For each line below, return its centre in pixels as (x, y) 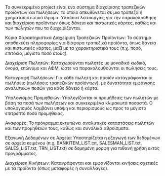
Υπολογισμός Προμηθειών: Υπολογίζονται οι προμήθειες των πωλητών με (82, 98)
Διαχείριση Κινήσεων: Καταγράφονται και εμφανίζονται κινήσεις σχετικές (82, 163)
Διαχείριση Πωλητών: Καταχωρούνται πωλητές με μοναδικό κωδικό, (76, 63)
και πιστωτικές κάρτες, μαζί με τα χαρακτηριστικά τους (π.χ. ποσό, (74, 48)
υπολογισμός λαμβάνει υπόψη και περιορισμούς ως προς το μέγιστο (76, 108)
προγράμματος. (21, 153)
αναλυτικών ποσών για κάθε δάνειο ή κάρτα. (52, 88)
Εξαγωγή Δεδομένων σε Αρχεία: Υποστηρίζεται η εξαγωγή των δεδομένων (83, 138)
